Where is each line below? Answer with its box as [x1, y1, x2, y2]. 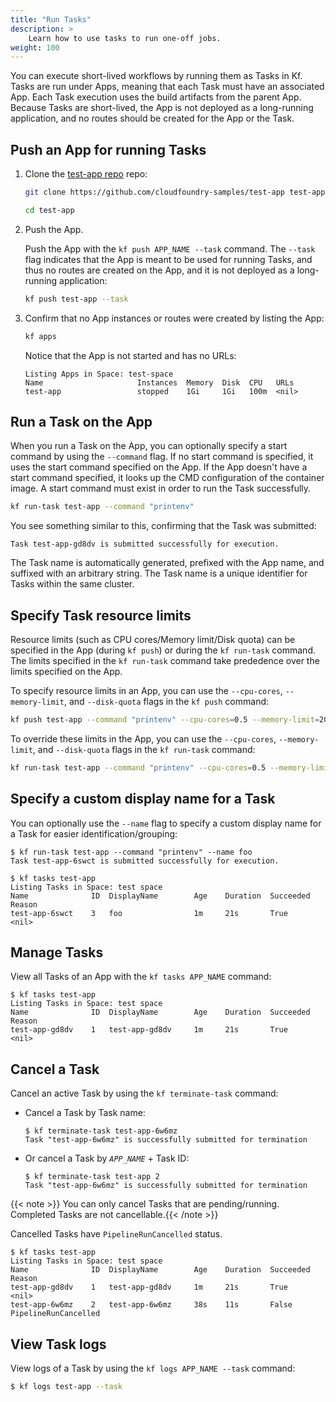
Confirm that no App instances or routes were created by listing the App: [24, 312, 325, 324]
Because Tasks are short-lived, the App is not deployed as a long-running [10, 102, 314, 114]
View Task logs [10, 1336, 107, 1353]
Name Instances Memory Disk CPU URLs [24, 377, 295, 388]
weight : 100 [10, 42, 60, 53]
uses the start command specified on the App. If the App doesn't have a [10, 461, 308, 473]
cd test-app [24, 205, 75, 215]
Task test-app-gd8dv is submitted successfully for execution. [10, 539, 280, 550]
